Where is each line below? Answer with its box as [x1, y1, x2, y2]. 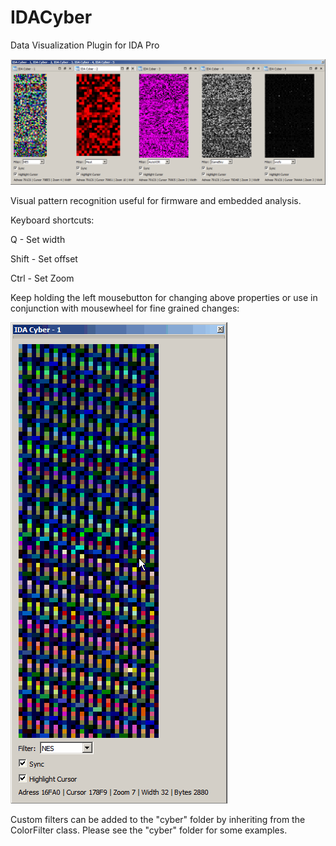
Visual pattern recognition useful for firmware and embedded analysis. [10, 195, 302, 207]
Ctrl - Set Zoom [10, 272, 75, 285]
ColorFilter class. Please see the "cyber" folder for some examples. [10, 824, 288, 836]
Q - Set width [10, 234, 66, 246]
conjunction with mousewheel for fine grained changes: [10, 302, 240, 315]
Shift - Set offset [10, 253, 78, 265]
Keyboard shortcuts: [10, 214, 95, 226]
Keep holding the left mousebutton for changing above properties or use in [10, 292, 318, 304]
